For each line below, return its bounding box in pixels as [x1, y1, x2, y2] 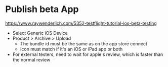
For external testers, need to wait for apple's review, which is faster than [12, 51, 163, 57]
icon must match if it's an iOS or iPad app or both [20, 46, 123, 52]
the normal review [12, 56, 51, 62]
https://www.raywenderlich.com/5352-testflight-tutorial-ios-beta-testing [5, 20, 157, 26]
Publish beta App [5, 4, 79, 15]
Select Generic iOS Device [12, 30, 68, 36]
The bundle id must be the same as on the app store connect [20, 40, 148, 46]
